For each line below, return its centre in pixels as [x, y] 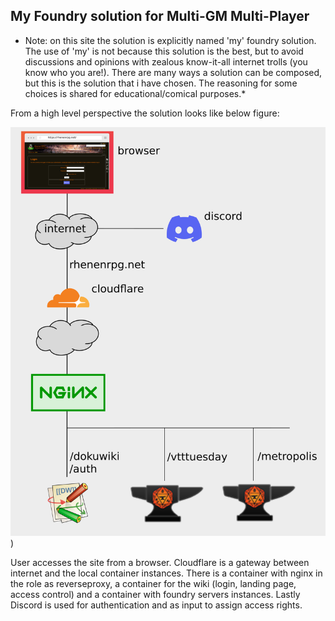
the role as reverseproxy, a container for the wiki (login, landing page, [153, 583]
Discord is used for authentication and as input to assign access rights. [156, 605]
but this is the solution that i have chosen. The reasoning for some [161, 83]
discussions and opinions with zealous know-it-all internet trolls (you [166, 61]
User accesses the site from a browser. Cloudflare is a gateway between [160, 562]
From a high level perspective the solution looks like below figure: [145, 113]
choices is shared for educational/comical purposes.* [135, 93]
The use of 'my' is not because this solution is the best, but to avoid [164, 51]
